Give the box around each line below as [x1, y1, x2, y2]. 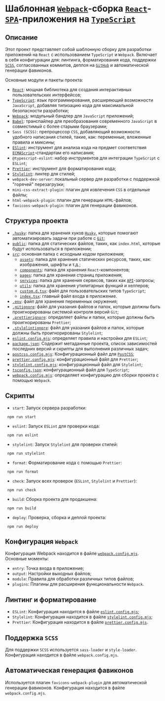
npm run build [7, 506, 36, 511]
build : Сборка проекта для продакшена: [12, 496, 98, 502]
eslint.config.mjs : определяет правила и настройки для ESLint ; [12, 335, 148, 341]
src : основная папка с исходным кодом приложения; [12, 251, 125, 257]
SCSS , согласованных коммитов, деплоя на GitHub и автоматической [5, 62, 149, 68]
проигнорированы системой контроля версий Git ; [12, 309, 119, 315]
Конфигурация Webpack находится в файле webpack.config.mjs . [5, 550, 139, 556]
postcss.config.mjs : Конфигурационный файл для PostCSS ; [12, 351, 134, 357]
